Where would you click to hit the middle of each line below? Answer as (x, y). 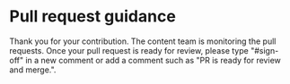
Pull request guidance (93, 17)
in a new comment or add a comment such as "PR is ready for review (153, 60)
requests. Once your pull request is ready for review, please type (129, 50)
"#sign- (264, 50)
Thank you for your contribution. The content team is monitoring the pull (143, 41)
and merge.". (33, 70)
